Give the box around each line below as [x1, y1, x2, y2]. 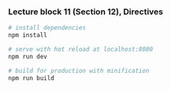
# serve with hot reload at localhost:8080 [8, 45, 154, 53]
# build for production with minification [8, 67, 150, 74]
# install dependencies [8, 24, 87, 32]
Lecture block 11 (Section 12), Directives [8, 6, 164, 17]
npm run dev [8, 52, 47, 60]
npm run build [8, 74, 55, 82]
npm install [8, 31, 47, 39]
